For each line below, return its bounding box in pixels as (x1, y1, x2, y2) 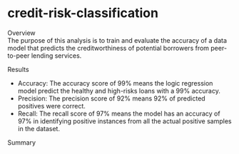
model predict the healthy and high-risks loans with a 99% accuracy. (17, 86, 221, 95)
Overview (7, 29, 36, 37)
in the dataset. (17, 124, 61, 133)
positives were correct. (17, 101, 86, 110)
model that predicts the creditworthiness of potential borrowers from (7, 43, 209, 52)
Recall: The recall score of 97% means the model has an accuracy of (17, 109, 220, 118)
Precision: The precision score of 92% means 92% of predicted (17, 94, 205, 103)
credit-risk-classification (7, 5, 159, 21)
